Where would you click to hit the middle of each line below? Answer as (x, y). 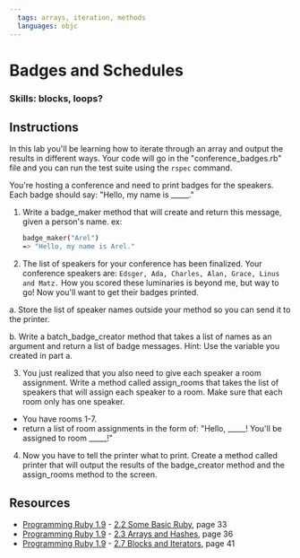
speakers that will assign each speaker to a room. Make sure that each (153, 392)
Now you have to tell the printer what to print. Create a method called (150, 456)
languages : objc (47, 26)
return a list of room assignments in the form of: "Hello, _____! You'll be (152, 429)
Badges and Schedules (97, 70)
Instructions (44, 127)
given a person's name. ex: (72, 222)
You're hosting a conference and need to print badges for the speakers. (141, 186)
